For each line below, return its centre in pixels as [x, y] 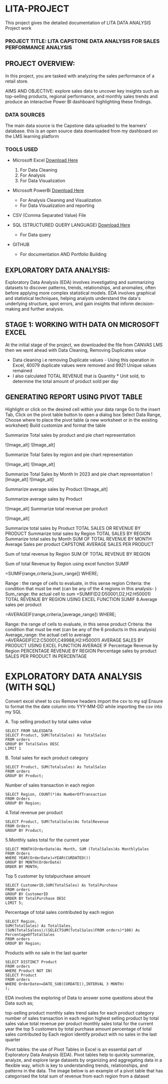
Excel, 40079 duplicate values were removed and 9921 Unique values [84, 365]
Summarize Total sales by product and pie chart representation [70, 435]
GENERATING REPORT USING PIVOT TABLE [74, 397]
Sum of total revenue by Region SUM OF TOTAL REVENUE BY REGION [78, 554]
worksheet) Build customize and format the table [56, 425]
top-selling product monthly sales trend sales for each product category [80, 1013]
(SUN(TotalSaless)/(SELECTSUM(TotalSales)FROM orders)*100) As [73, 930]
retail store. [17, 81]
